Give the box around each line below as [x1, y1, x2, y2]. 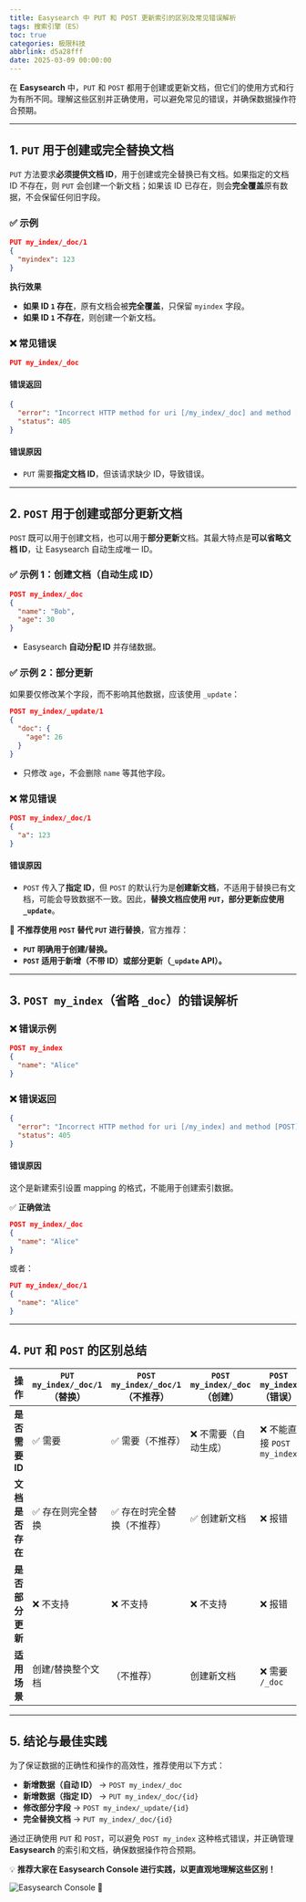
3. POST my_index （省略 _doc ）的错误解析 [9, 993, 239, 1009]
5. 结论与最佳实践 [9, 1734, 107, 1750]
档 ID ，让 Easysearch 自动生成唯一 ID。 [9, 543, 158, 554]
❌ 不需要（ [189, 1427, 237, 1440]
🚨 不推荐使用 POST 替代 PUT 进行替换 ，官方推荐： [9, 924, 189, 935]
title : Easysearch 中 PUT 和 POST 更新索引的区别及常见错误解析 [9, 13, 237, 23]
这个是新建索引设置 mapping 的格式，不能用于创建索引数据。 [9, 1182, 239, 1193]
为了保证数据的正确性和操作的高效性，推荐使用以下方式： [9, 1760, 225, 1771]
